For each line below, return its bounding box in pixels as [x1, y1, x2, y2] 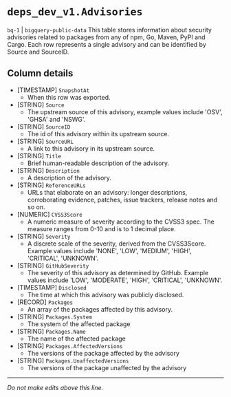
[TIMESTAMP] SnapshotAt [16, 85, 90, 94]
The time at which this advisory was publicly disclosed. [27, 290, 184, 299]
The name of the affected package [27, 334, 126, 343]
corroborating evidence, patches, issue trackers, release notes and [27, 195, 218, 204]
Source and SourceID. [7, 47, 69, 56]
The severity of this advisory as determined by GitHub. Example [27, 268, 209, 277]
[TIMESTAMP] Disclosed [16, 283, 87, 291]
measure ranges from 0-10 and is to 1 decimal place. [27, 224, 177, 233]
